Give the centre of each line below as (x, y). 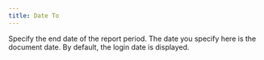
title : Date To (34, 16)
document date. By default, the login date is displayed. (99, 47)
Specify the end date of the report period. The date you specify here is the (132, 38)
